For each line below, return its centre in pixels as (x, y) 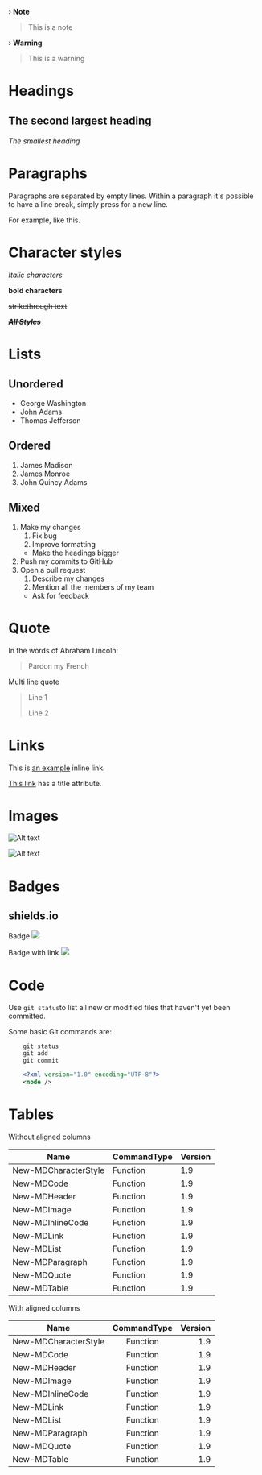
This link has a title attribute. (55, 783)
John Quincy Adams (53, 482)
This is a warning (56, 58)
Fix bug (45, 536)
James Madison (46, 465)
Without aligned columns (49, 1137)
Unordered (36, 384)
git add (35, 1054)
